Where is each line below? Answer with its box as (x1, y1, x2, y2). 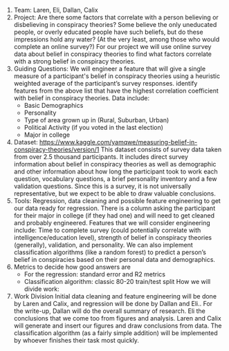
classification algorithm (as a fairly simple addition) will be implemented (13, 329, 218, 337)
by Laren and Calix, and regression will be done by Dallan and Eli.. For (13, 300, 213, 307)
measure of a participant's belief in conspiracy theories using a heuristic (13, 72, 221, 80)
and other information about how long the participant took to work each (13, 167, 218, 175)
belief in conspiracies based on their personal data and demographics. (13, 256, 216, 263)
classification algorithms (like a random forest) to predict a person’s (13, 248, 206, 256)
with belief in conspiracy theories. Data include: (13, 94, 150, 102)
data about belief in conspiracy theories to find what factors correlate (13, 50, 212, 58)
